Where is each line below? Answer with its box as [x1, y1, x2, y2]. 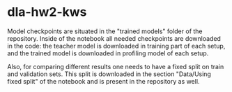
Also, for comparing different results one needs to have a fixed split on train [7, 62, 224, 71]
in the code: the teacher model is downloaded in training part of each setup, [7, 42, 226, 50]
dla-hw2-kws [7, 4, 87, 20]
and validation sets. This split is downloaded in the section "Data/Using [7, 70, 211, 78]
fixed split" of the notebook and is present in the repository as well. [7, 77, 200, 85]
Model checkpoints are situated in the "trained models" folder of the [7, 27, 203, 35]
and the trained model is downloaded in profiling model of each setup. [7, 49, 209, 57]
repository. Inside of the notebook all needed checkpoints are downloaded [7, 34, 222, 42]
